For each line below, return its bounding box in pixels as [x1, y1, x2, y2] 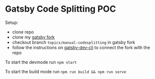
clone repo [12, 29, 34, 35]
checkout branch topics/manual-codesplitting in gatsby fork [12, 39, 136, 45]
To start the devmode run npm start [5, 59, 77, 65]
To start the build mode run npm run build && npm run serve [5, 68, 127, 74]
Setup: [5, 20, 19, 25]
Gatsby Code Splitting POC [5, 3, 116, 15]
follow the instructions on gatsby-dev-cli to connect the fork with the [12, 44, 150, 50]
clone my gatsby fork [12, 34, 55, 40]
